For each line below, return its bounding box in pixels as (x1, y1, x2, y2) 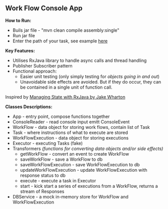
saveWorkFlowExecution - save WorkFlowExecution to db (20, 161, 140, 168)
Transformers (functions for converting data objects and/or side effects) (12, 146, 163, 152)
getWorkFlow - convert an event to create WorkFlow (20, 151, 130, 157)
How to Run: (5, 17, 32, 23)
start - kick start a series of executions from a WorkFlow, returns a (20, 183, 158, 189)
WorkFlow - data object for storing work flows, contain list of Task (12, 124, 150, 130)
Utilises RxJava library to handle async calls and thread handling (12, 57, 147, 63)
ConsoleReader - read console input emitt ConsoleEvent (12, 118, 130, 125)
